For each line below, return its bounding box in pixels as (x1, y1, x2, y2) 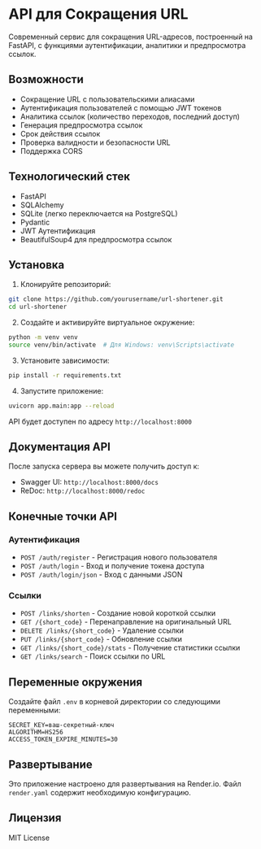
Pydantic (20, 217, 50, 227)
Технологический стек (8, 170, 131, 184)
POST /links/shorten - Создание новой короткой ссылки (20, 608, 216, 618)
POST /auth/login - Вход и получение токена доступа (20, 561, 205, 571)
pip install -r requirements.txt (8, 371, 122, 379)
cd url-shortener (8, 303, 67, 311)
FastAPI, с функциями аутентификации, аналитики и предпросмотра (8, 40, 246, 50)
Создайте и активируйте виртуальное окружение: (20, 318, 195, 328)
